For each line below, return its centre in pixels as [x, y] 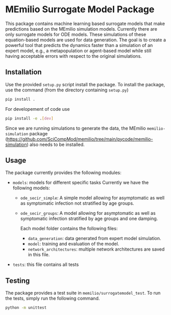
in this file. [39, 255]
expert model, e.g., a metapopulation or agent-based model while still [78, 51]
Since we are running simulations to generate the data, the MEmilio [76, 128]
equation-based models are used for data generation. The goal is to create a [86, 40]
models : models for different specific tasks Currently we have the [81, 183]
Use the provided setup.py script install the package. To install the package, [85, 84]
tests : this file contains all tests [46, 264]
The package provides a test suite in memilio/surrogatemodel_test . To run [83, 293]
